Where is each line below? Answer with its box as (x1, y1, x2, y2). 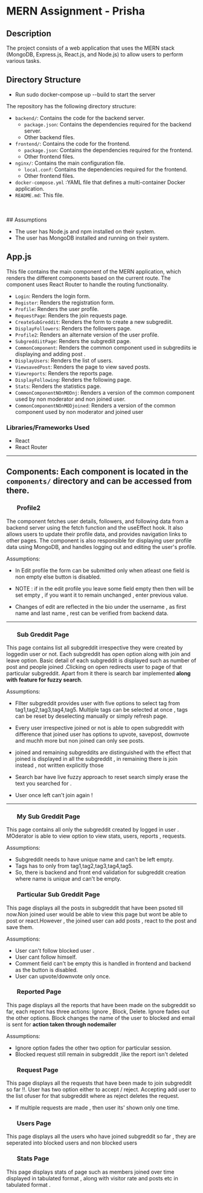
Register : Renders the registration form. (14, 298, 115, 306)
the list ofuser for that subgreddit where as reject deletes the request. (6, 1093, 179, 1100)
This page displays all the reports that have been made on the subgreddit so (6, 1001, 196, 1008)
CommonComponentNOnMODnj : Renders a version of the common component (14, 389, 195, 396)
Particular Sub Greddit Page (16, 890, 100, 899)
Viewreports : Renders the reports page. (14, 369, 114, 376)
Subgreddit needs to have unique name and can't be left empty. (14, 856, 174, 863)
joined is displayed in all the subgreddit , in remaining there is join (14, 755, 178, 762)
